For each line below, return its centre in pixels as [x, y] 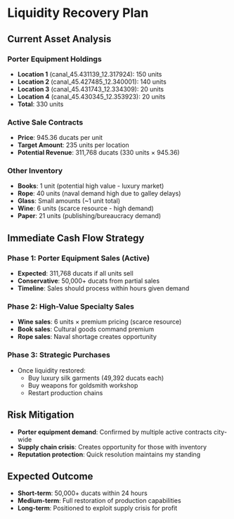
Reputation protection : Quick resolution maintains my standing [109, 454]
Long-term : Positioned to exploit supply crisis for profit [97, 508]
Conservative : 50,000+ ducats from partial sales [89, 281]
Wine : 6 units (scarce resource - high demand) [86, 208]
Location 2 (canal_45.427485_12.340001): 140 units [92, 82]
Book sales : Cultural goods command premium [86, 329]
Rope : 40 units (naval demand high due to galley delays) [99, 193]
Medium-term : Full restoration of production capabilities [99, 501]
